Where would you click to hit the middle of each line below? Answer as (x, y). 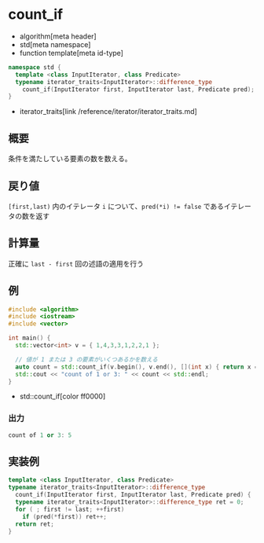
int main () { (29, 338)
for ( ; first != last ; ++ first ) (70, 509)
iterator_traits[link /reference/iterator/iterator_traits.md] (108, 112)
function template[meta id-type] (71, 53)
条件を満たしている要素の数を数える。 (70, 159)
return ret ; (35, 524)
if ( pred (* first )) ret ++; (65, 516)
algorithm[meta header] (58, 36)
